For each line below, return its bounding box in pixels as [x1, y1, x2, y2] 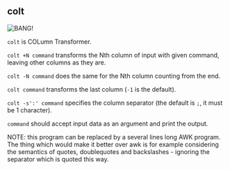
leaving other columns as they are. [7, 58, 106, 67]
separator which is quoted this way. [7, 155, 109, 163]
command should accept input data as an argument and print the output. [7, 119, 208, 128]
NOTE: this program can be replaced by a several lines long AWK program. [7, 133, 221, 141]
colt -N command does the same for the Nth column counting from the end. [7, 71, 221, 80]
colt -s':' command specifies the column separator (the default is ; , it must [7, 99, 223, 107]
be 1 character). [7, 105, 52, 114]
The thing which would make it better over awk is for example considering [7, 140, 219, 148]
